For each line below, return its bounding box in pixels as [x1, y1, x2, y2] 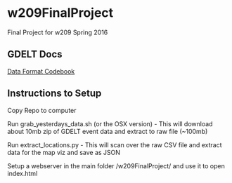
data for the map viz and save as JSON [7, 148, 121, 156]
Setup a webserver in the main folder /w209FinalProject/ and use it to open [7, 161, 225, 170]
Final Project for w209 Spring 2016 [7, 28, 108, 36]
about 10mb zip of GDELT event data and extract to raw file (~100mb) [7, 127, 208, 135]
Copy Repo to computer [7, 106, 77, 114]
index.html [7, 169, 38, 177]
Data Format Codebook [7, 67, 75, 75]
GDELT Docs [7, 48, 63, 60]
